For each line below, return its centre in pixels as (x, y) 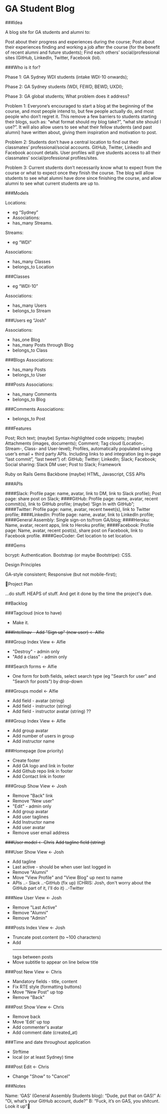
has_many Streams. (33, 223)
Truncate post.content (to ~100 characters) (56, 937)
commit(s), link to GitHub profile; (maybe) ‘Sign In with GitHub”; (70, 504)
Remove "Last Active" (35, 907)
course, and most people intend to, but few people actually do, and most (80, 111)
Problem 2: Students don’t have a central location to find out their (72, 142)
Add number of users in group (43, 736)
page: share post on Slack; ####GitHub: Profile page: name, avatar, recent (82, 498)
